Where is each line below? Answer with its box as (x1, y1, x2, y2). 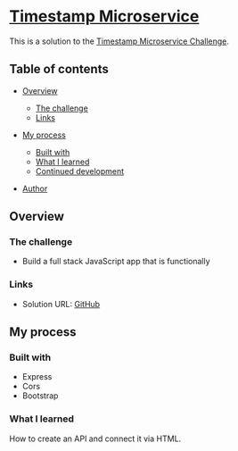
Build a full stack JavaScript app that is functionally (21, 256, 211, 267)
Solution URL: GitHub (21, 298, 101, 309)
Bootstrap (21, 390, 59, 401)
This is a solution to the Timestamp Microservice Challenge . (9, 36, 230, 46)
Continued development (35, 165, 125, 176)
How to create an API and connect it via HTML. (9, 433, 182, 444)
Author (21, 183, 48, 194)
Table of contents (9, 62, 109, 77)
